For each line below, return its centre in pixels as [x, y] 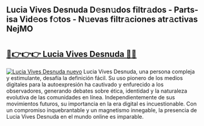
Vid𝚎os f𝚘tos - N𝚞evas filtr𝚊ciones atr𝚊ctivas [108, 20]
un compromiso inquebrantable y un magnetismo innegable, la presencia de [102, 110]
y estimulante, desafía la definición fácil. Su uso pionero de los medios [95, 78]
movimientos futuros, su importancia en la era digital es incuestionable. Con [101, 104]
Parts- [186, 10]
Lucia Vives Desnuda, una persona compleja [139, 71]
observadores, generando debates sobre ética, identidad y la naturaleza [97, 91]
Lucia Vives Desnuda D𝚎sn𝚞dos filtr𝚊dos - [89, 10]
